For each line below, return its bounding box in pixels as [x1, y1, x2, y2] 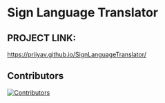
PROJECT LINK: [7, 32, 77, 44]
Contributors [7, 70, 64, 82]
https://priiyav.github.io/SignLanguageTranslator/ [7, 50, 147, 58]
